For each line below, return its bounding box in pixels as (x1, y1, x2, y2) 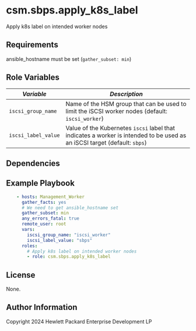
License (6, 270, 36, 280)
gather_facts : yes (21, 199, 66, 205)
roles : (21, 243, 38, 249)
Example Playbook (6, 178, 75, 188)
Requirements (6, 40, 58, 50)
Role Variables (6, 73, 60, 83)
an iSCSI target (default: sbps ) (65, 138, 147, 146)
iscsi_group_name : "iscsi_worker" (27, 232, 111, 238)
